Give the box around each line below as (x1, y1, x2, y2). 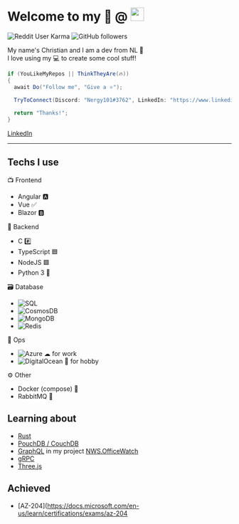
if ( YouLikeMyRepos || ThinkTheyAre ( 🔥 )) (7, 70, 129, 78)
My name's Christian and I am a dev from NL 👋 (7, 46, 144, 54)
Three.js (17, 461, 43, 470)
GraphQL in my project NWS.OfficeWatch (17, 446, 139, 455)
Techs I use (7, 157, 59, 169)
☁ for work (43, 349, 77, 357)
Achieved (7, 483, 51, 495)
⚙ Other (7, 370, 32, 379)
